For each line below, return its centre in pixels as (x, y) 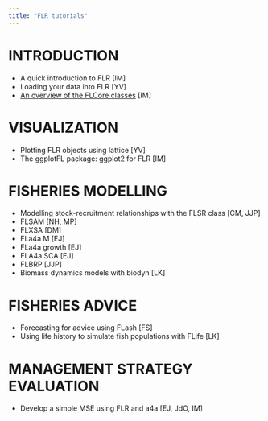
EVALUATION (54, 386)
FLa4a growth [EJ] (51, 247)
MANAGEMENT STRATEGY (101, 369)
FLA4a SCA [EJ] (47, 256)
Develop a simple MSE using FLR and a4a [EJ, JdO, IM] (111, 408)
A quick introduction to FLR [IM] (73, 78)
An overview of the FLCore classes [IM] (85, 95)
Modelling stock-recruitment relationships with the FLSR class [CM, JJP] (140, 213)
